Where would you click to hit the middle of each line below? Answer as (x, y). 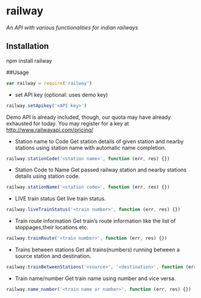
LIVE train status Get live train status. (60, 199)
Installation (28, 46)
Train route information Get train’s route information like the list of (95, 221)
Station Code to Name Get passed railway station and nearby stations (100, 170)
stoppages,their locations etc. (51, 228)
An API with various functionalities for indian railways (72, 27)
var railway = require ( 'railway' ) (49, 83)
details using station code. (47, 176)
